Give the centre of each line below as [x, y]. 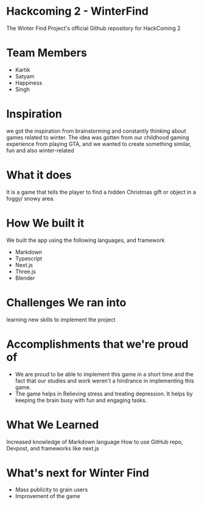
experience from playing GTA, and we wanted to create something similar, [99, 144]
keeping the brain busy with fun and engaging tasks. [81, 400]
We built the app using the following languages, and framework [86, 240]
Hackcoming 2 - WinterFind [78, 11]
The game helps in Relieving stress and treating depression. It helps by [104, 394]
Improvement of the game [47, 496]
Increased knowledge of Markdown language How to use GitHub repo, [95, 442]
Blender [25, 278]
